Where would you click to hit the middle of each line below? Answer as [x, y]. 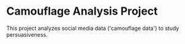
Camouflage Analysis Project [82, 11]
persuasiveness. [27, 34]
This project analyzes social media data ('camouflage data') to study [93, 28]
